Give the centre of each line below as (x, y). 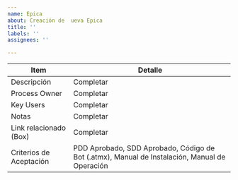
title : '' (22, 27)
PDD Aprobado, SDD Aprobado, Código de (144, 148)
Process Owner (36, 94)
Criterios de (30, 152)
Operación (91, 166)
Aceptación (30, 162)
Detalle (150, 70)
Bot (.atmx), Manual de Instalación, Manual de (149, 157)
